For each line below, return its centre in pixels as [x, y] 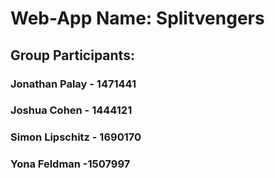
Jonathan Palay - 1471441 [73, 84]
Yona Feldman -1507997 [70, 164]
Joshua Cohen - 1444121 [71, 110]
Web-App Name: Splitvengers [137, 18]
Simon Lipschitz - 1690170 [76, 137]
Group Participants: [72, 55]
